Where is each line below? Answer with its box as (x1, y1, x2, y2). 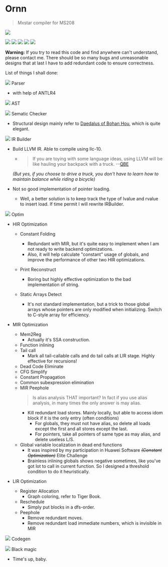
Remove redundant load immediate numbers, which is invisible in (27, 520, 162, 526)
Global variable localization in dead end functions (20, 442, 122, 448)
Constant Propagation (20, 374, 66, 380)
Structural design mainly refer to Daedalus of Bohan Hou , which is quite (12, 120, 160, 126)
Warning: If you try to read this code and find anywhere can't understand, (5, 49, 158, 55)
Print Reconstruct (20, 266, 56, 272)
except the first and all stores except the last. (35, 426, 128, 432)
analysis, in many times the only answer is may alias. (32, 400, 141, 406)
